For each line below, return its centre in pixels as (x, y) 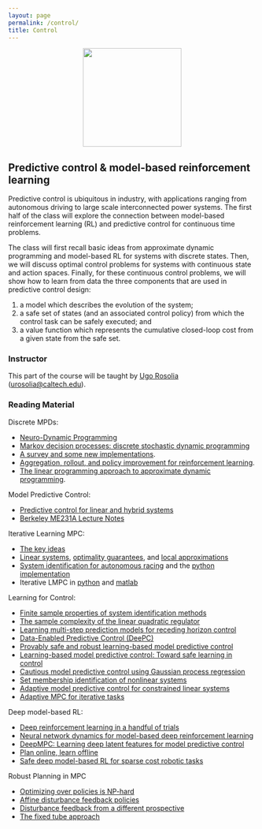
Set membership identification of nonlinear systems (103, 680)
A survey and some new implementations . (87, 454)
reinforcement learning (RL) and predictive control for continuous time (122, 224)
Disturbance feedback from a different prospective (102, 808)
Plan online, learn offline (59, 752)
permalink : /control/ (44, 23)
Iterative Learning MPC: (46, 533)
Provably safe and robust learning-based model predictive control (126, 646)
